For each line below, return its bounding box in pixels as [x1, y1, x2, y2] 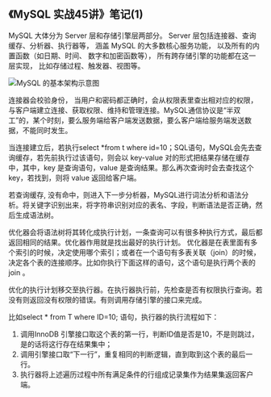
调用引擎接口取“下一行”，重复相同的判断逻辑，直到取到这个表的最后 [19, 349, 246, 359]
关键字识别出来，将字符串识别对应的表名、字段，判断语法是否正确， [29, 200, 256, 210]
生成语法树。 [15, 210, 58, 219]
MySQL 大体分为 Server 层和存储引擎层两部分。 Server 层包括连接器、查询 [8, 31, 256, 40]
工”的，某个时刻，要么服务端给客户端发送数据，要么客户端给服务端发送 [8, 115, 245, 125]
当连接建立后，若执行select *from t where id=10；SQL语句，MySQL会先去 [8, 142, 256, 152]
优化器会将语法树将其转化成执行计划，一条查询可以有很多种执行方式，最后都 [8, 227, 263, 236]
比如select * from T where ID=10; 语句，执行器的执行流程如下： [8, 311, 219, 321]
